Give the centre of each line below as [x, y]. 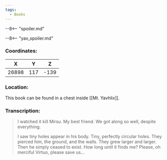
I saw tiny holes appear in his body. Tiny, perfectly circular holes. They [89, 137]
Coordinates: [21, 51]
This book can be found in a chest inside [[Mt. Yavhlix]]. [62, 98]
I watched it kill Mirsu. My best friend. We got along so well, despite [86, 122]
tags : [11, 10]
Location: [17, 87]
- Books [18, 14]
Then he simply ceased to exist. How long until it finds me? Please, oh [89, 147]
